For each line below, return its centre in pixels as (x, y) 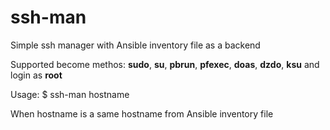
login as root (36, 75)
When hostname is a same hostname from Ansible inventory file (142, 113)
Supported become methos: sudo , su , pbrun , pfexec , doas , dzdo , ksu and (165, 64)
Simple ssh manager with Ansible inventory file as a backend (135, 45)
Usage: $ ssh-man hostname (70, 94)
